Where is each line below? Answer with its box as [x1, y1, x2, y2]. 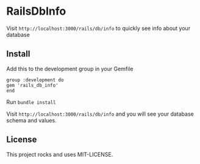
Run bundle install [6, 98, 56, 105]
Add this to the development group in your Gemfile [6, 65, 134, 72]
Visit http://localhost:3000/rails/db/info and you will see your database [6, 110, 194, 117]
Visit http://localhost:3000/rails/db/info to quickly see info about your [6, 24, 191, 32]
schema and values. [6, 116, 57, 124]
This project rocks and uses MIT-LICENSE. [6, 151, 113, 158]
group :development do [6, 76, 64, 83]
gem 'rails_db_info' [6, 82, 59, 88]
